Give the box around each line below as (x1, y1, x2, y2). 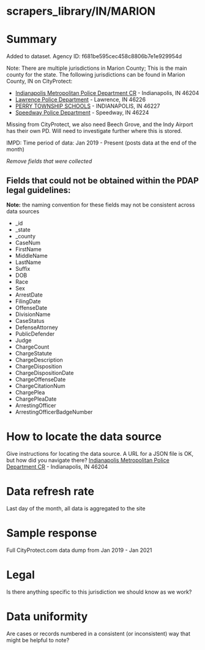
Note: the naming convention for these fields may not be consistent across (6, 201, 195, 208)
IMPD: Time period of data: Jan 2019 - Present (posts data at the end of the (6, 139, 197, 146)
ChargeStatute (15, 349, 52, 357)
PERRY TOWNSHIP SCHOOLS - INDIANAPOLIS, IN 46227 (15, 102, 160, 110)
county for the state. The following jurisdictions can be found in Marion (6, 71, 185, 78)
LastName (15, 259, 42, 266)
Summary (6, 32, 57, 47)
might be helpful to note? (6, 636, 70, 644)
